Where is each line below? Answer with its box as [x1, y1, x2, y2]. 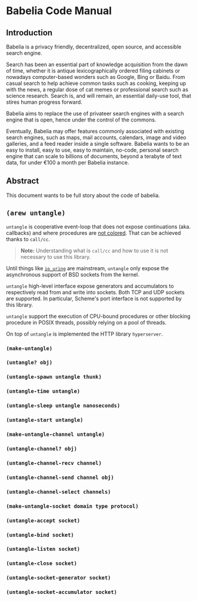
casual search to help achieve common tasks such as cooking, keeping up [6, 80, 186, 87]
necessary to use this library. [20, 253, 91, 260]
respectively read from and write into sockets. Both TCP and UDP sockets [6, 288, 185, 295]
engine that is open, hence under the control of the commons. [6, 116, 156, 123]
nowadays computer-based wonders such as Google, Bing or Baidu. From [6, 74, 185, 80]
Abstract [6, 176, 39, 186]
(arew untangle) [6, 209, 66, 218]
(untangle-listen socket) [6, 546, 81, 553]
